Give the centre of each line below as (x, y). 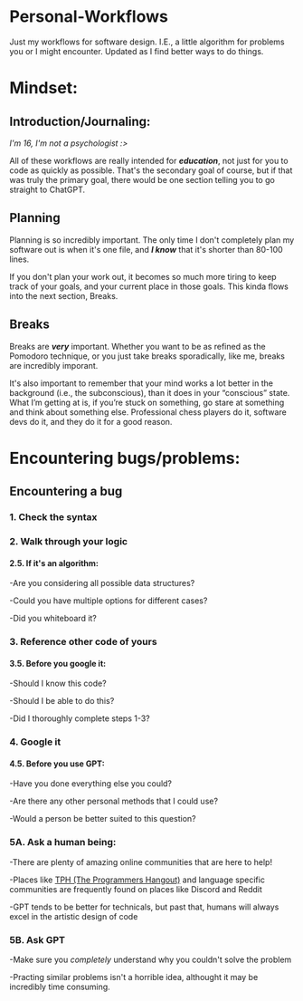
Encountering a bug (66, 491)
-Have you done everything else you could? (91, 784)
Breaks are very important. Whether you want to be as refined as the (137, 346)
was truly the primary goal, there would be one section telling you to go (142, 179)
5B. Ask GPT (38, 939)
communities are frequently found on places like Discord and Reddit (136, 889)
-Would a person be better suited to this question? (103, 819)
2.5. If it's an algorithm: (54, 563)
